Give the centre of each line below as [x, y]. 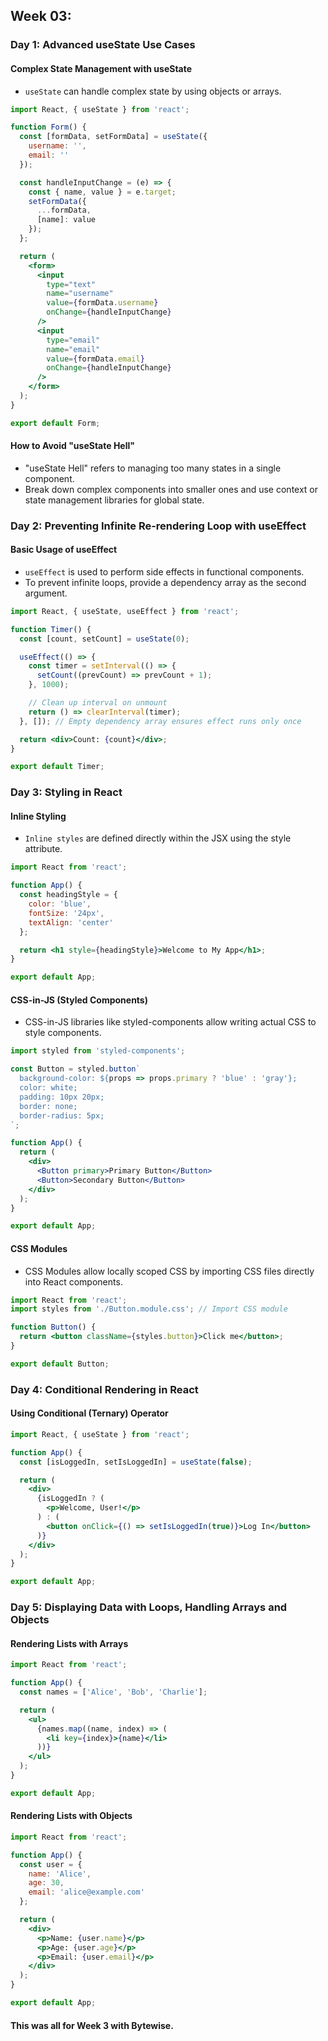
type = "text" [71, 284]
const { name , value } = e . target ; [102, 192]
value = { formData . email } [95, 359]
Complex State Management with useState [101, 68]
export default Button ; [60, 1364]
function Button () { [53, 1327]
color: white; [48, 1088]
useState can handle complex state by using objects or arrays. [153, 91]
